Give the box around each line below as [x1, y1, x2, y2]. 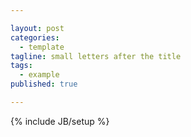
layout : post [10, 23, 65, 33]
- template [19, 42, 65, 52]
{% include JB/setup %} [10, 115, 110, 127]
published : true [10, 79, 78, 90]
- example [19, 70, 60, 80]
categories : [10, 32, 60, 43]
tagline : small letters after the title [10, 51, 182, 61]
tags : [10, 61, 33, 71]
